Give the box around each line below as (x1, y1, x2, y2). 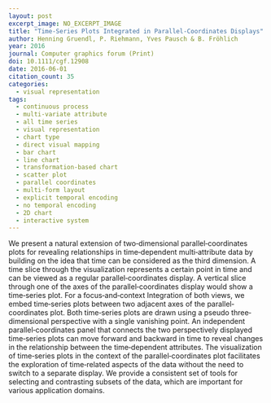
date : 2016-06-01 (8, 65, 68, 73)
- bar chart (15, 148, 57, 156)
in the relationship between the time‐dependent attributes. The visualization (8, 343, 262, 353)
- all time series (15, 118, 79, 126)
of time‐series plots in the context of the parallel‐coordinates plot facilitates (8, 351, 260, 361)
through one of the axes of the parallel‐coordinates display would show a (8, 282, 254, 291)
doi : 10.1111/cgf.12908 (8, 58, 90, 66)
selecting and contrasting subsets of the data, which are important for (8, 377, 243, 387)
